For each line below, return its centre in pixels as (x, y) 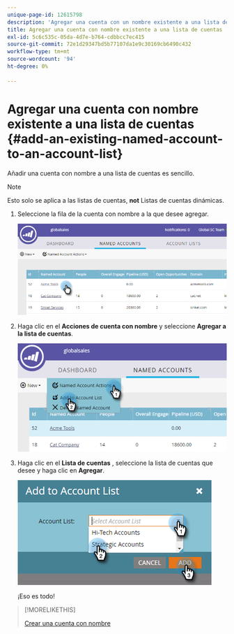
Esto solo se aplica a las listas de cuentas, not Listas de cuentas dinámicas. (116, 200)
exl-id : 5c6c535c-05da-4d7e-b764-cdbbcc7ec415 (76, 37)
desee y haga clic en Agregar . (61, 470)
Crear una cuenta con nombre (68, 624)
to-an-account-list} (65, 153)
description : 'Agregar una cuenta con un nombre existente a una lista (113, 22)
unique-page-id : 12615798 (45, 15)
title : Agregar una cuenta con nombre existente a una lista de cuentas (115, 29)
